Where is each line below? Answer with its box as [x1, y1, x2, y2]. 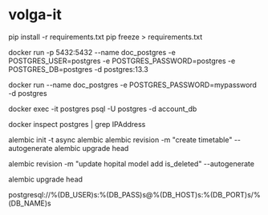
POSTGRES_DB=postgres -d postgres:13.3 [8, 64, 148, 74]
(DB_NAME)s [8, 198, 51, 208]
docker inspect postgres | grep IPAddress [8, 119, 146, 129]
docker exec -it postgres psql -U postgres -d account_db [8, 104, 197, 113]
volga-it [8, 6, 62, 24]
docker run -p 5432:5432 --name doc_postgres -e [8, 47, 177, 57]
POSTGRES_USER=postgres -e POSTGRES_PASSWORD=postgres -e [8, 56, 236, 66]
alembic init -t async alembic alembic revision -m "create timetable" [8, 134, 233, 145]
